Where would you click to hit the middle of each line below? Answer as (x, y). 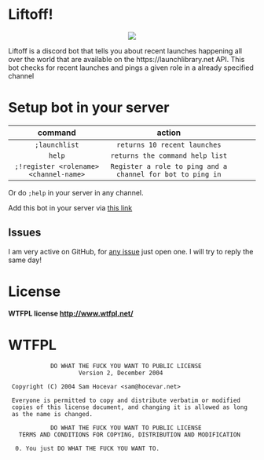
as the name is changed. (52, 414)
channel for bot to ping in (169, 174)
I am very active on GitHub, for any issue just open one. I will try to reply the (131, 251)
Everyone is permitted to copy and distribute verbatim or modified (126, 400)
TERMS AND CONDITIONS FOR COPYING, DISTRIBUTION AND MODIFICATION (130, 434)
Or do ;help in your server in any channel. (76, 192)
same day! (25, 260)
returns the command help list (169, 155)
